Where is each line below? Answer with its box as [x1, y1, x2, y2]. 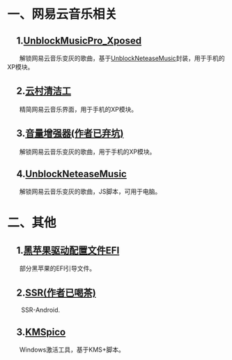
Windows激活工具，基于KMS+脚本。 [20, 345, 125, 354]
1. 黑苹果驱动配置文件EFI [16, 245, 120, 257]
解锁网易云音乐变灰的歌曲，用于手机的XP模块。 [20, 147, 156, 156]
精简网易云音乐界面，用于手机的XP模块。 [20, 105, 138, 113]
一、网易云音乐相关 [7, 6, 118, 22]
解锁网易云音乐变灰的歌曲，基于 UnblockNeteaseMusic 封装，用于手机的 [20, 54, 225, 62]
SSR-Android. [20, 305, 61, 315]
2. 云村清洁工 [16, 85, 72, 97]
